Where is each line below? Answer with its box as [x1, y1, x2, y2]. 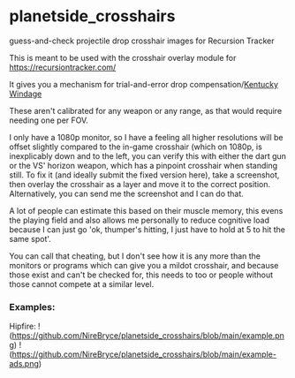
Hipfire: [9, 321, 37, 332]
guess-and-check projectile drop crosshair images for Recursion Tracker [9, 35, 275, 46]
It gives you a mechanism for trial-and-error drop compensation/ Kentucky [9, 79, 279, 89]
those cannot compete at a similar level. [9, 278, 155, 289]
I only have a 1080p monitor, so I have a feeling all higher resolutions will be [9, 132, 284, 142]
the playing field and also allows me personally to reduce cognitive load [9, 215, 269, 225]
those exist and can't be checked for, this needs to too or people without [9, 269, 274, 280]
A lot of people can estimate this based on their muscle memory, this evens [9, 205, 284, 215]
